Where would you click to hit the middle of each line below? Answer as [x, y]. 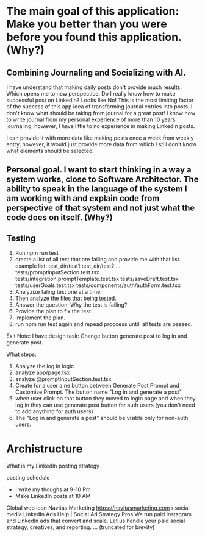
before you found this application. [94, 37]
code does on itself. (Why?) [59, 218]
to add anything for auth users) [54, 411]
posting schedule [28, 478]
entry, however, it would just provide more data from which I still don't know [102, 144]
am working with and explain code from [83, 198]
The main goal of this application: [93, 11]
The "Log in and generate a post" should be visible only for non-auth [102, 418]
